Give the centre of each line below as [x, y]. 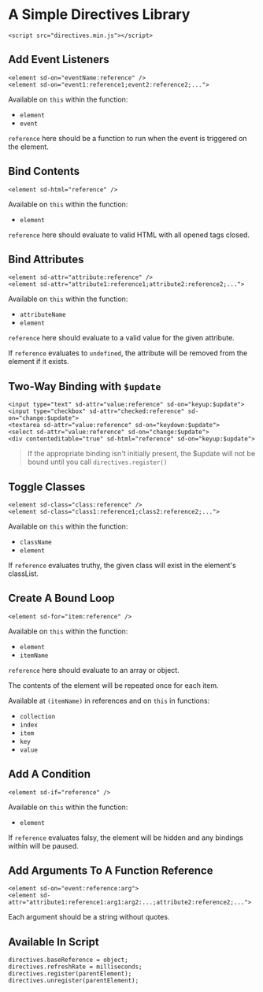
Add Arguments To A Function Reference [111, 871]
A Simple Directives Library [99, 15]
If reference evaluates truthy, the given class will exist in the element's [122, 565]
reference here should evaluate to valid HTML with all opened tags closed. [129, 235]
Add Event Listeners [59, 59]
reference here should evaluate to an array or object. [94, 670]
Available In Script [54, 942]
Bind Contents [44, 171]
